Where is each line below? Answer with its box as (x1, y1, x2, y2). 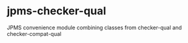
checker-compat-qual (7, 30, 62, 37)
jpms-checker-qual (7, 4, 107, 18)
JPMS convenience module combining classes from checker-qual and (7, 24, 183, 31)
